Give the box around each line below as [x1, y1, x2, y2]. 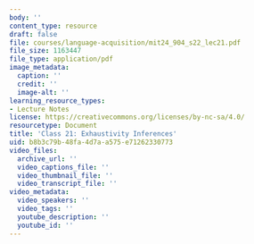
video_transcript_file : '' [17, 180, 118, 189]
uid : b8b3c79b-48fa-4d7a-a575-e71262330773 [9, 138, 174, 147]
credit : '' [17, 80, 58, 88]
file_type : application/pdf [9, 55, 114, 63]
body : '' [9, 13, 42, 22]
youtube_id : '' [17, 221, 74, 230]
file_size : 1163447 [9, 46, 82, 55]
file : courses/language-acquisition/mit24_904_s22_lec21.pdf [9, 38, 242, 47]
